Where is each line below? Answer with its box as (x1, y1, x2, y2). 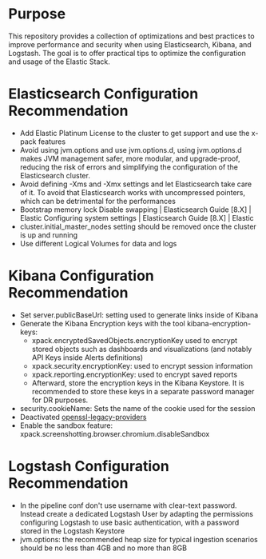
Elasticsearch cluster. (19, 170, 90, 180)
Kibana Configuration (8, 267, 154, 285)
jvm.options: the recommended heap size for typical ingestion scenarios (19, 534, 258, 544)
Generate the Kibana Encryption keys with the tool (19, 318, 185, 328)
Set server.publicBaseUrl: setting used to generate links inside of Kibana (19, 309, 259, 320)
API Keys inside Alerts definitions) (31, 353, 144, 362)
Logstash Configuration (8, 457, 169, 475)
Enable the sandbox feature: (19, 421, 113, 430)
